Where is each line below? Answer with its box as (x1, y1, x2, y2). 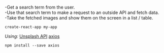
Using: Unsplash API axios (5, 33, 60, 39)
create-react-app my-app (5, 24, 57, 29)
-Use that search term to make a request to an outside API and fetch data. (5, 9, 159, 15)
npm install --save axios (5, 43, 59, 48)
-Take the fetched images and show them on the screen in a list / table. (5, 15, 153, 20)
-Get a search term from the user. (5, 4, 75, 10)
